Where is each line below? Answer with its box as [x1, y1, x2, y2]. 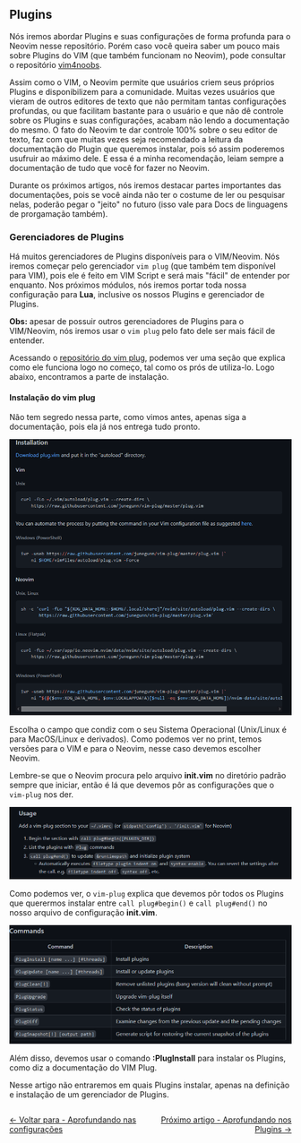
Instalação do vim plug [9, 391, 96, 402]
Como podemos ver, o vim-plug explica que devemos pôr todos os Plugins [9, 888, 284, 898]
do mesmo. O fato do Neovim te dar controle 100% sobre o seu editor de [9, 125, 278, 135]
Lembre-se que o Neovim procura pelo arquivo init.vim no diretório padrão [9, 769, 287, 780]
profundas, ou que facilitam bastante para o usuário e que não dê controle [9, 105, 284, 116]
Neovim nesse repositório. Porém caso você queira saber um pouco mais [9, 40, 280, 51]
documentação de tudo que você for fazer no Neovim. [9, 162, 211, 173]
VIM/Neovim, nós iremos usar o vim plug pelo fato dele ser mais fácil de [9, 326, 276, 337]
